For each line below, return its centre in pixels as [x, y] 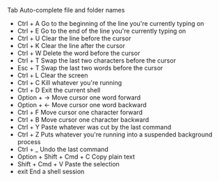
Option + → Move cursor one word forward [79, 97]
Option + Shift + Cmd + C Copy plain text [76, 157]
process [29, 142]
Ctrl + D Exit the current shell [59, 90]
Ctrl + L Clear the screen [52, 75]
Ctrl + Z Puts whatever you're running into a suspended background [115, 134]
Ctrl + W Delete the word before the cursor [79, 53]
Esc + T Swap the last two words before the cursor [90, 68]
